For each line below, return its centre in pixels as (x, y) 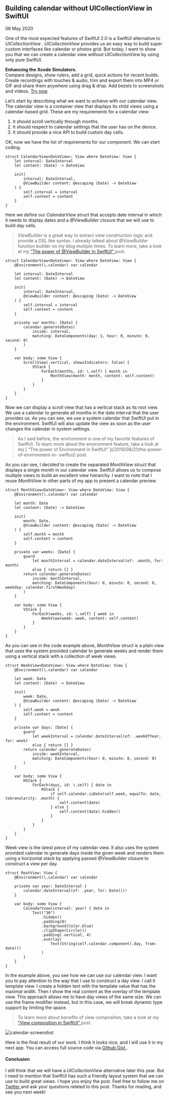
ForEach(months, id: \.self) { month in (84, 371)
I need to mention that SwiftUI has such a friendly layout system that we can (84, 1076)
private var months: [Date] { (46, 323)
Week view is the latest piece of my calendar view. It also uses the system (82, 848)
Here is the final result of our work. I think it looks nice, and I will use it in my (84, 1042)
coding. (13, 147)
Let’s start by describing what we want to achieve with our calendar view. (81, 101)
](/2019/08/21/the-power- (136, 449)
